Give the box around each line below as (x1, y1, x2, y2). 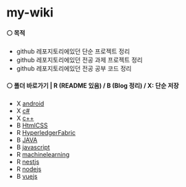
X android (16, 99, 45, 108)
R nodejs (16, 164, 42, 173)
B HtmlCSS (16, 121, 48, 129)
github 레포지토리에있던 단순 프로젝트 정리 (16, 47, 130, 55)
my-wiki (6, 5, 54, 21)
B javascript (16, 142, 50, 151)
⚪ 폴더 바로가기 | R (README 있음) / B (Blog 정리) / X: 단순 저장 (6, 81, 179, 90)
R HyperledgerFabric (16, 128, 76, 136)
